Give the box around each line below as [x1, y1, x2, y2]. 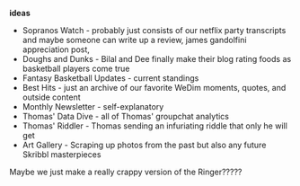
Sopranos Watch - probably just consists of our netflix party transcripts [22, 25, 287, 35]
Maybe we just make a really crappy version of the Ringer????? [9, 166, 243, 177]
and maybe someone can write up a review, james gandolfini [22, 35, 247, 45]
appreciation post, [22, 44, 90, 55]
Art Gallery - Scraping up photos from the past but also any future [22, 139, 267, 150]
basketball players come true [22, 63, 130, 74]
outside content [22, 92, 81, 102]
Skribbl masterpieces [22, 149, 101, 160]
